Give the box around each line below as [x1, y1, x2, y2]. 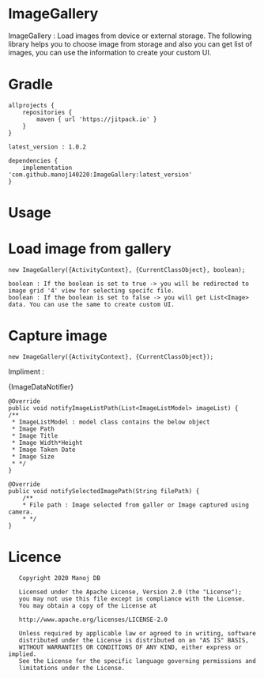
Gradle [8, 76, 54, 93]
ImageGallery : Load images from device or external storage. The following [8, 31, 252, 40]
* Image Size [11, 452, 55, 461]
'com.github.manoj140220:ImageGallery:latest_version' [8, 171, 193, 179]
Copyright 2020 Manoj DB [18, 574, 101, 582]
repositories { [22, 108, 73, 116]
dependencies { [8, 156, 58, 164]
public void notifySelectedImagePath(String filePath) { [8, 487, 200, 495]
